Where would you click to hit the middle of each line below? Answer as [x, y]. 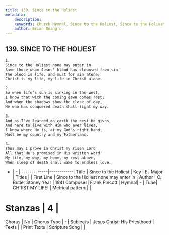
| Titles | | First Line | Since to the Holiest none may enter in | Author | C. [87, 177]
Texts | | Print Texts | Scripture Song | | [46, 227]
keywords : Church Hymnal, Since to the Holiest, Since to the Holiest [90, 24]
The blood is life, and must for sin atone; [53, 74]
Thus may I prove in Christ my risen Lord [50, 148]
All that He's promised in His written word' [54, 153]
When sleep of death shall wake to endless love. [58, 162]
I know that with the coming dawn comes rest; [55, 98]
